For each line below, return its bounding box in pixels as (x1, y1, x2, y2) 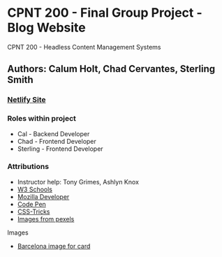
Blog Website (7, 20, 86, 36)
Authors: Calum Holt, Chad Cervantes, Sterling (7, 63, 216, 75)
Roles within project (7, 114, 77, 124)
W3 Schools (17, 185, 53, 193)
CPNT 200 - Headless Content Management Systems (7, 43, 162, 51)
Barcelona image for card (17, 242, 91, 250)
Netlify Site (7, 95, 47, 105)
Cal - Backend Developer (17, 129, 90, 138)
